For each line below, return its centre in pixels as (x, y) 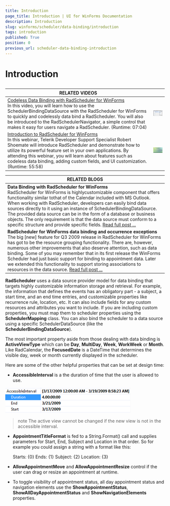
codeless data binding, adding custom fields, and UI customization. (77, 161)
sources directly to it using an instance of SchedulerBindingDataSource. (82, 208)
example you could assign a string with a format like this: (72, 447)
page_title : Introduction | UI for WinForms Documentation (69, 16)
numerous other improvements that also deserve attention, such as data (82, 248)
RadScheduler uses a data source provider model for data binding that (79, 281)
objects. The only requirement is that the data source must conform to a (82, 219)
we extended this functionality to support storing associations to (74, 264)
